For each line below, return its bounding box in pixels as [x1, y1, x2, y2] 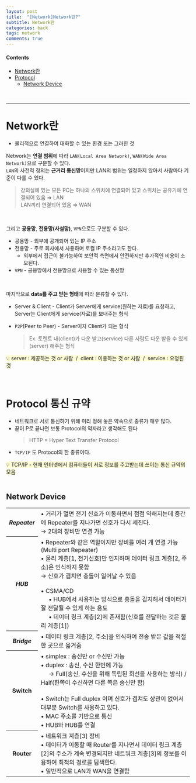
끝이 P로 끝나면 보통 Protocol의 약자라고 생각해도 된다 [14, 425, 138, 432]
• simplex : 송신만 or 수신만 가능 [40, 652, 125, 660]
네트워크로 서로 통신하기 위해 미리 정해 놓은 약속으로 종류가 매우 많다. [14, 418, 172, 425]
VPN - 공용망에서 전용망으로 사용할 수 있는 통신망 [14, 267, 125, 274]
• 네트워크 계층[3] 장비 [40, 732, 100, 740]
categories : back [6, 25, 48, 31]
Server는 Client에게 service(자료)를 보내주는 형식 [14, 311, 128, 318]
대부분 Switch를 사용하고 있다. [40, 703, 120, 711]
